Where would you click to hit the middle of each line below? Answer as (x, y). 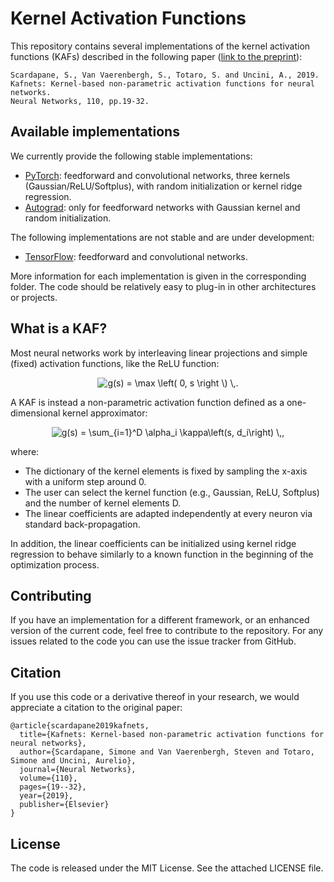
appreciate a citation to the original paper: (96, 708)
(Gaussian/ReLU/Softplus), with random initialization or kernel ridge (163, 186)
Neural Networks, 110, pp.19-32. (80, 101)
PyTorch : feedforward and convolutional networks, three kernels (157, 175)
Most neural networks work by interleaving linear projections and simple (159, 353)
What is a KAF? (59, 328)
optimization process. (55, 564)
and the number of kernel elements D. (103, 503)
